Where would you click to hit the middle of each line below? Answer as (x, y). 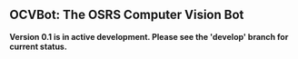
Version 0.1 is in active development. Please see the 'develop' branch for (149, 36)
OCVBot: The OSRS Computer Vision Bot (127, 15)
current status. (39, 46)
